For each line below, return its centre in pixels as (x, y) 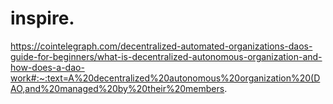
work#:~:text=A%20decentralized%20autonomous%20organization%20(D (165, 78)
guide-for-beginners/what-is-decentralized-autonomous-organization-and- (166, 56)
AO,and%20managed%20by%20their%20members (117, 88)
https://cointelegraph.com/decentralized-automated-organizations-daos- (161, 46)
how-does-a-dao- (47, 67)
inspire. (42, 18)
